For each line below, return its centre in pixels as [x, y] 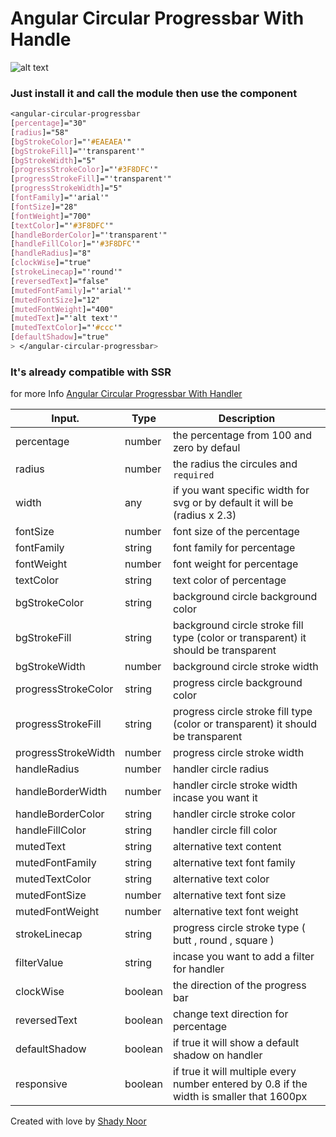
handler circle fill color [225, 830]
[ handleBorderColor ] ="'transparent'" [89, 235]
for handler [198, 969]
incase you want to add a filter [243, 957]
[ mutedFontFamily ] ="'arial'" [71, 290]
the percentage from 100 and [242, 435]
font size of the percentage [236, 532]
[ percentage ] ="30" [48, 123]
